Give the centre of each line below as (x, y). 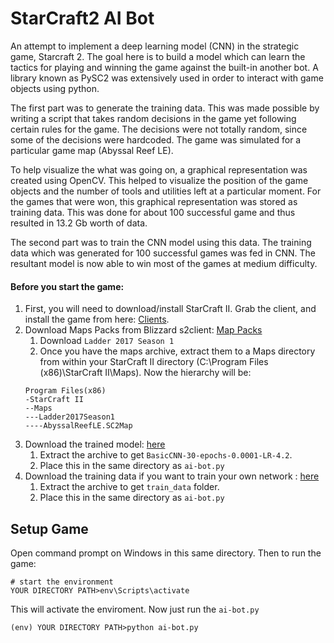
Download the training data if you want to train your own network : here (172, 476)
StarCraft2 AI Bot (82, 18)
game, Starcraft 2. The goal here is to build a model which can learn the (158, 56)
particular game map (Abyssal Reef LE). (92, 150)
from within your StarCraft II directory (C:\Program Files (154, 362)
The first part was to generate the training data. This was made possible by (165, 108)
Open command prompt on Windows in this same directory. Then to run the (166, 553)
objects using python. (55, 88)
